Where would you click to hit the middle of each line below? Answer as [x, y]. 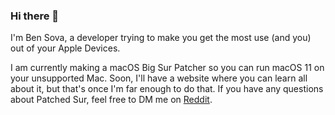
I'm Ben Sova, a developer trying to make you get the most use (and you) [161, 38]
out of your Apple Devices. [65, 48]
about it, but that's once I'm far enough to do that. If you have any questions [167, 89]
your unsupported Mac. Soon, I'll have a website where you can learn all [159, 78]
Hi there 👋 [35, 16]
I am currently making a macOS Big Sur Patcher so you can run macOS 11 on [167, 68]
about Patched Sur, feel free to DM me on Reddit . [111, 100]
